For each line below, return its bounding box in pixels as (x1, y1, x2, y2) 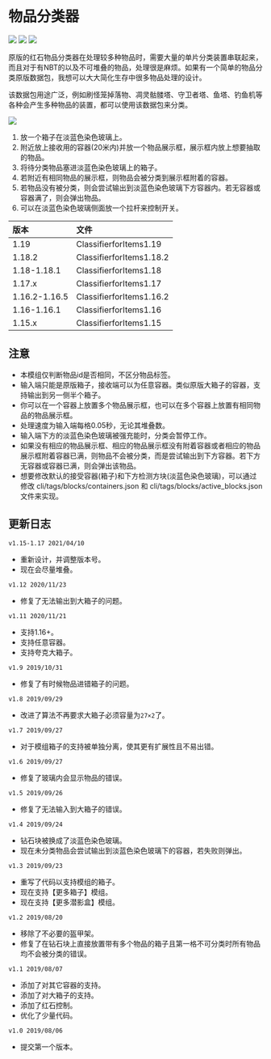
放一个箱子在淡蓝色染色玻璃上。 (19, 132, 127, 142)
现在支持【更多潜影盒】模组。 (19, 897, 119, 907)
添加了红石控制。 (19, 1000, 77, 1010)
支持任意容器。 (19, 637, 70, 647)
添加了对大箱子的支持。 (19, 990, 98, 1000)
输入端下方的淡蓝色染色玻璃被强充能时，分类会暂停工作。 (19, 430, 211, 440)
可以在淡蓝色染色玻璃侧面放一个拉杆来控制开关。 (19, 203, 183, 213)
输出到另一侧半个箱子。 (27, 390, 106, 400)
